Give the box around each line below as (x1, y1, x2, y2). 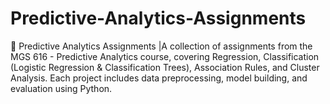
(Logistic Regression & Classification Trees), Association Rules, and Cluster (10, 61, 320, 73)
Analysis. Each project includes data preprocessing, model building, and (10, 72, 308, 84)
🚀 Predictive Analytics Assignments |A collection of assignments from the (10, 40, 313, 52)
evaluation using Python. (10, 82, 113, 94)
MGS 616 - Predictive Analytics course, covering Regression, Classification (10, 50, 320, 62)
